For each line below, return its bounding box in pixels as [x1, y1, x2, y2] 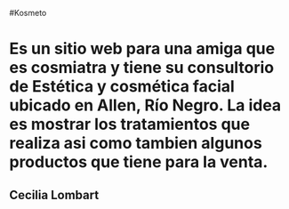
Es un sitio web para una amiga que [9, 39, 276, 59]
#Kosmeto [9, 8, 47, 18]
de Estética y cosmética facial [9, 76, 236, 97]
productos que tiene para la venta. [9, 152, 269, 173]
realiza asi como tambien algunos [9, 133, 262, 154]
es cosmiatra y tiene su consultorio [9, 58, 274, 78]
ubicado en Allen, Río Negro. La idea [9, 95, 282, 116]
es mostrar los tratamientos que [9, 115, 251, 134]
